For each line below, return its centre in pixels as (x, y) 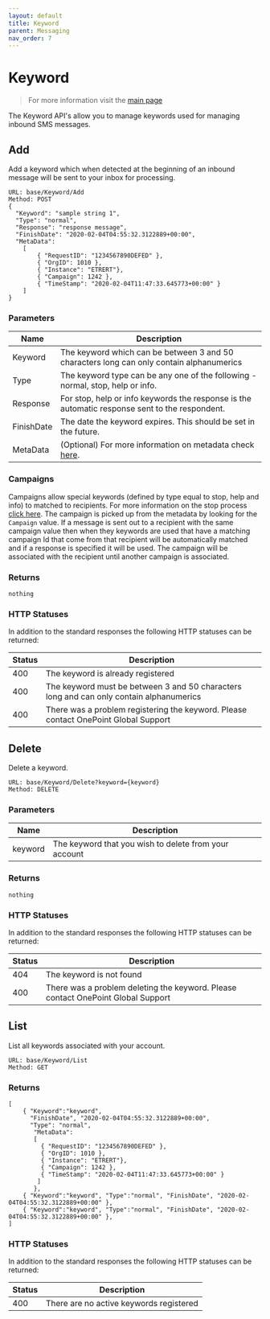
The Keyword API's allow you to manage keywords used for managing (124, 116)
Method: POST (30, 199)
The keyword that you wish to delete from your (141, 844)
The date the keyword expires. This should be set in (157, 421)
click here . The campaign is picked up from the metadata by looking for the (133, 514)
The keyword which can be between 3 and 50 (147, 352)
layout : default (35, 16)
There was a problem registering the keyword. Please (146, 710)
